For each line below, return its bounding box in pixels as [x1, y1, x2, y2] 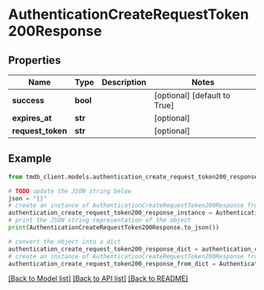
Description [101, 77, 147, 87]
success [12, 95, 45, 105]
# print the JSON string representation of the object [8, 216, 192, 225]
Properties [8, 53, 61, 67]
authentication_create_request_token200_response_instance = [8, 209, 213, 217]
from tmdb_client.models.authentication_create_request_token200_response [8, 173, 258, 181]
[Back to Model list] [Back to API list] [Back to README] [8, 273, 189, 284]
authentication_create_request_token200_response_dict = [8, 245, 199, 253]
